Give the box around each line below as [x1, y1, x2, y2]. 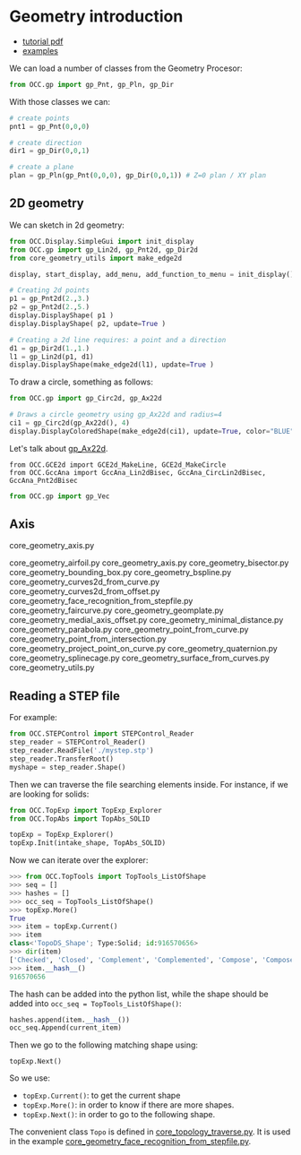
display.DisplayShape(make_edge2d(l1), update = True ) [9, 360, 215, 369]
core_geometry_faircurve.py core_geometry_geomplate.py [9, 605, 224, 616]
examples [21, 45, 58, 56]
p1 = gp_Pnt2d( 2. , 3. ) [9, 294, 90, 304]
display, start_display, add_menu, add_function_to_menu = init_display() [9, 270, 295, 279]
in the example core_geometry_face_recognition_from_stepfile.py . [9, 1136, 252, 1147]
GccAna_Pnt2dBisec [9, 476, 78, 485]
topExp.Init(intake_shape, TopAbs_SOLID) [9, 839, 167, 848]
